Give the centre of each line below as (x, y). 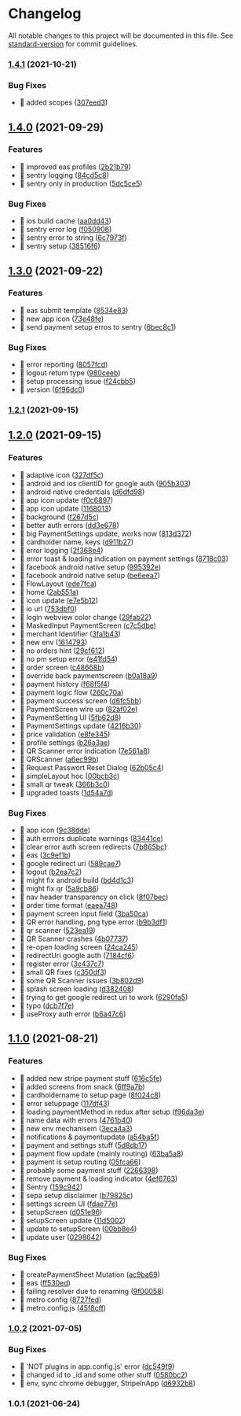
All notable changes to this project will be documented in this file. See (121, 35)
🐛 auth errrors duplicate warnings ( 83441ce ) (91, 839)
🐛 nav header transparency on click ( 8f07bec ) (94, 897)
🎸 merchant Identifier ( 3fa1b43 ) (70, 633)
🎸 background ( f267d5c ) (59, 517)
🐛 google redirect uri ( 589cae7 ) (70, 864)
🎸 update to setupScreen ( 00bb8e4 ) (78, 1229)
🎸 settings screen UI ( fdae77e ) (69, 1204)
